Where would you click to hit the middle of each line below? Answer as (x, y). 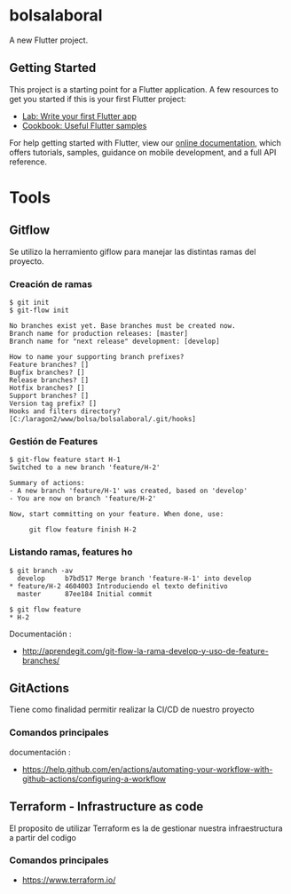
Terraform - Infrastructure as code (106, 806)
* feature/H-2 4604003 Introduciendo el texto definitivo (118, 586)
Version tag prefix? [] (53, 404)
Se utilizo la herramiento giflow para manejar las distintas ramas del (133, 251)
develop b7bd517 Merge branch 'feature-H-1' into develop (134, 579)
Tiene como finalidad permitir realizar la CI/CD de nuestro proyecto (132, 710)
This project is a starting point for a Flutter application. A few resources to (144, 89)
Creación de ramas (51, 283)
